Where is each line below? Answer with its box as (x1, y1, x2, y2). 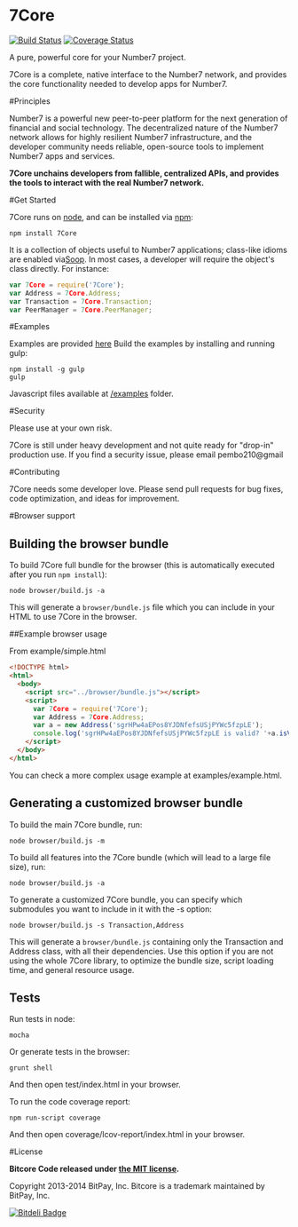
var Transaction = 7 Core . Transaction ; (9, 297, 153, 306)
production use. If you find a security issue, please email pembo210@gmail (9, 449, 284, 460)
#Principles (9, 95, 51, 107)
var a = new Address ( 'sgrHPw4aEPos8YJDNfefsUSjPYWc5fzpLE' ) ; (32, 721, 264, 730)
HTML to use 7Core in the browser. (9, 612, 137, 622)
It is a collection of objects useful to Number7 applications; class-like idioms (9, 244, 288, 255)
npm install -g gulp (9, 365, 86, 374)
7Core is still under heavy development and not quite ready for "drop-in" (9, 440, 274, 451)
